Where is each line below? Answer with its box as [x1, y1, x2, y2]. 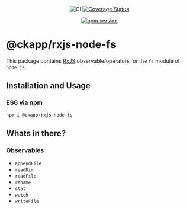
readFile [14, 173, 37, 179]
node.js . [6, 63, 27, 70]
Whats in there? [6, 128, 66, 139]
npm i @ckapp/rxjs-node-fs [6, 112, 73, 118]
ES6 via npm [6, 98, 43, 107]
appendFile [14, 160, 42, 167]
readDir [14, 167, 34, 173]
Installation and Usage [6, 81, 91, 91]
